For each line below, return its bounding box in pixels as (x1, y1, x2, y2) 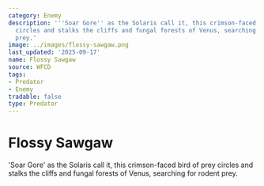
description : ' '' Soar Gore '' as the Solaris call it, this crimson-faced (8, 19, 257, 27)
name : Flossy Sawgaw (8, 56, 77, 64)
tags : (8, 70, 26, 78)
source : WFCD (8, 63, 51, 71)
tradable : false (8, 93, 62, 101)
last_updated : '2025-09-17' (8, 48, 101, 56)
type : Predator (8, 100, 58, 108)
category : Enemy (8, 11, 62, 20)
